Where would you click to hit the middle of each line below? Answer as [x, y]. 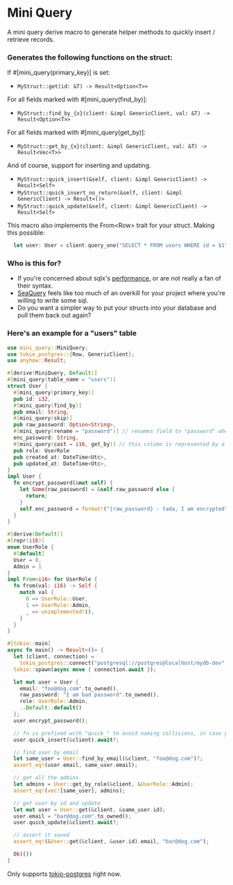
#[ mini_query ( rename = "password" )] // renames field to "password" [114, 431]
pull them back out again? [54, 315]
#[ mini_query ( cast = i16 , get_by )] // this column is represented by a [119, 444]
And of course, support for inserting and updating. [79, 165]
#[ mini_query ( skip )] [43, 418]
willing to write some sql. [53, 301]
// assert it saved [42, 835]
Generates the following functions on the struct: [90, 57]
